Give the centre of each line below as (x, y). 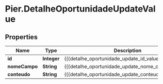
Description (128, 50)
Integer (51, 59)
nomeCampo (23, 66)
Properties (21, 37)
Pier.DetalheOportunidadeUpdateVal (81, 9)
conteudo (19, 74)
